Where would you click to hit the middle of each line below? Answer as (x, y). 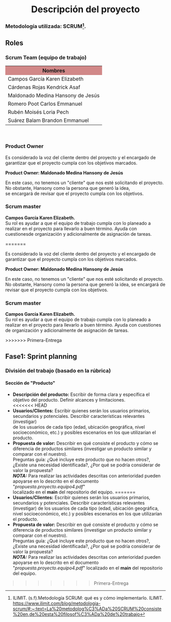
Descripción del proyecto (85, 9)
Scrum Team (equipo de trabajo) (46, 57)
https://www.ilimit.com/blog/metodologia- (56, 603)
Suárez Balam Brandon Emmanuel (48, 120)
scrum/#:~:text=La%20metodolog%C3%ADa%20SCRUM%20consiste (87, 609)
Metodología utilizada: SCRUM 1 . (46, 26)
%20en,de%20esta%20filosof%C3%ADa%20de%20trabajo (76, 614)
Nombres (54, 71)
